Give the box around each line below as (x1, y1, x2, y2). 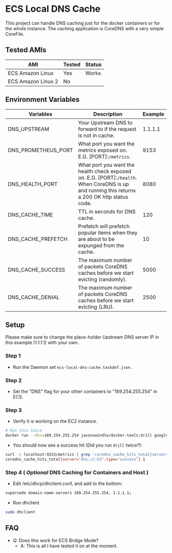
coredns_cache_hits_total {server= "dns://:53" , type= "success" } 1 (5, 456, 145, 462)
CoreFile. (5, 31, 25, 37)
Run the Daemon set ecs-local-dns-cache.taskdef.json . (12, 364, 132, 370)
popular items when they (78, 229, 138, 236)
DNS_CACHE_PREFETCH (8, 235, 68, 242)
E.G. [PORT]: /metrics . (78, 153, 131, 160)
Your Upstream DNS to (78, 119, 133, 126)
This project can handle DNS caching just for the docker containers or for (5, 20, 160, 26)
